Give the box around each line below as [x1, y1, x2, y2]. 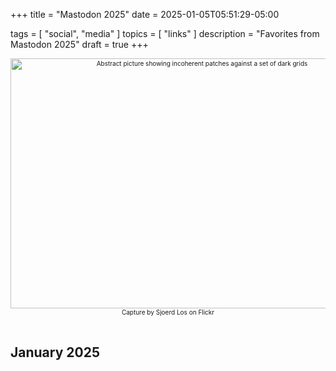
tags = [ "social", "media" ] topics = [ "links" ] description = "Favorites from [10, 28, 320, 39]
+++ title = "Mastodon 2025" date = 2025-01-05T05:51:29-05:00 [10, 9, 280, 20]
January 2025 [10, 344, 100, 361]
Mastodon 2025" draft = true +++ [10, 39, 149, 50]
